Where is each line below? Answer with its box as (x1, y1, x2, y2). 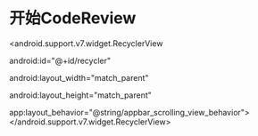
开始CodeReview (9, 8, 137, 28)
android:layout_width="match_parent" (9, 72, 149, 83)
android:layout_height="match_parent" (9, 90, 152, 100)
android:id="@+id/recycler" (9, 55, 112, 66)
